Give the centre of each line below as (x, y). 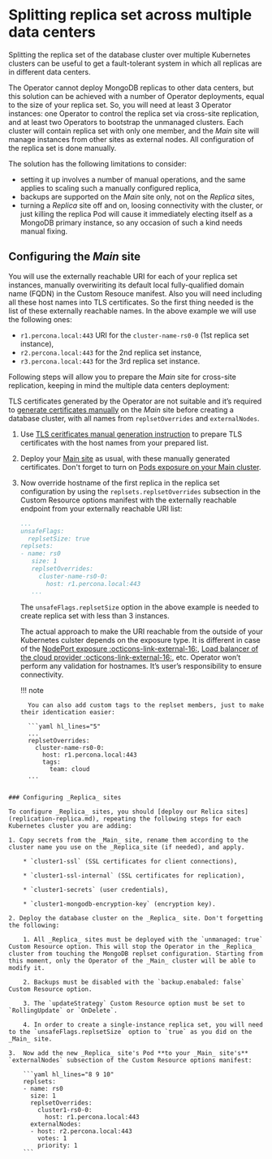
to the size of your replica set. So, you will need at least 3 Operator (120, 105)
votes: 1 (52, 1138)
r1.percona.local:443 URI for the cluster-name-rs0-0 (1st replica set (134, 335)
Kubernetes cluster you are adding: (70, 825)
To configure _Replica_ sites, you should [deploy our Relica (116, 812)
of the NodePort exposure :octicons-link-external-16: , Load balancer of (139, 648)
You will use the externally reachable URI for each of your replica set (123, 276)
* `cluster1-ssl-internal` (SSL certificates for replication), (134, 875)
